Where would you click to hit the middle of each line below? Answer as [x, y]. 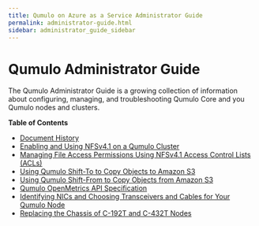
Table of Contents [38, 123]
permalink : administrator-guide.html [70, 23]
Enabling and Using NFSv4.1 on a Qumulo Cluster [99, 146]
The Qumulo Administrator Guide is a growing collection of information [123, 91]
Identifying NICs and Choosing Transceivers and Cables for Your [125, 197]
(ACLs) [31, 163]
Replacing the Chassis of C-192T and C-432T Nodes [105, 213]
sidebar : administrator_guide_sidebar [72, 30]
